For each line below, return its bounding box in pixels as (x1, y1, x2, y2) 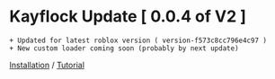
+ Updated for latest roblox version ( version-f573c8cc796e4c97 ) (9, 36, 268, 45)
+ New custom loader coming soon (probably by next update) (9, 43, 240, 53)
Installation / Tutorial (9, 59, 85, 70)
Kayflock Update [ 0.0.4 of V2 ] (9, 6, 247, 27)
